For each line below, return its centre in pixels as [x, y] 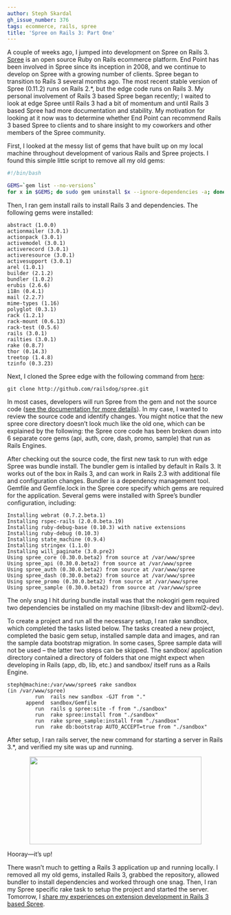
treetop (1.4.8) [30, 357]
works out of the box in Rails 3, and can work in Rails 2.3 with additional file [114, 473]
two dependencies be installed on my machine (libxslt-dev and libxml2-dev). [115, 607]
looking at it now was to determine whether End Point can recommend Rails [114, 118]
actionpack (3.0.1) [35, 237]
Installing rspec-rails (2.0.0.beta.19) [66, 521]
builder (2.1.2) [30, 273]
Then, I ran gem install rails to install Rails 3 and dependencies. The [102, 205]
